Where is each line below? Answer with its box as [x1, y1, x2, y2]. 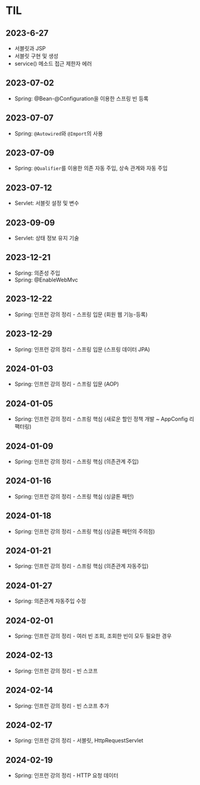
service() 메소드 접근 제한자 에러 [14, 60, 92, 67]
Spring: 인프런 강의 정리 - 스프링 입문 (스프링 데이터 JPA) [14, 345, 150, 353]
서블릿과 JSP [14, 45, 46, 52]
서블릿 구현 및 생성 [14, 52, 59, 60]
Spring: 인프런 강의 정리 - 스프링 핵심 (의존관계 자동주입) [14, 562, 149, 570]
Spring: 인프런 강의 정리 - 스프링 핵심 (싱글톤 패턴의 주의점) [14, 527, 155, 535]
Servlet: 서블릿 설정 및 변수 [14, 199, 79, 207]
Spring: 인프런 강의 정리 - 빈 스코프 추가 [14, 702, 110, 709]
